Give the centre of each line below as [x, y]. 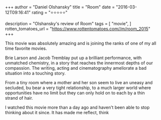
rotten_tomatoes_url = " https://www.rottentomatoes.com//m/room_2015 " [78, 29]
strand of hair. [19, 98]
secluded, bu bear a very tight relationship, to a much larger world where [78, 88]
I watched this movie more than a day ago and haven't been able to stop [77, 107]
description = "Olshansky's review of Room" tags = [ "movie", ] [68, 23]
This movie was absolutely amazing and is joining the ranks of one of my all [81, 43]
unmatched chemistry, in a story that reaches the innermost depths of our [79, 63]
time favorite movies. [26, 48]
